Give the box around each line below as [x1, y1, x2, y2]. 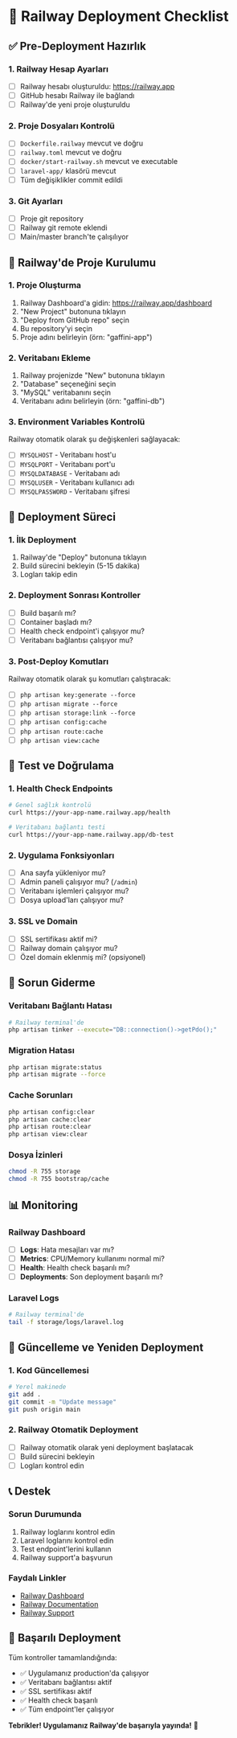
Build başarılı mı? [19, 608, 76, 617]
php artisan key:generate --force [19, 691, 136, 699]
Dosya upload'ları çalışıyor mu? [19, 896, 125, 905]
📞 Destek [8, 1485, 51, 1498]
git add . [8, 1390, 42, 1398]
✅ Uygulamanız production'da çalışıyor [19, 1668, 149, 1678]
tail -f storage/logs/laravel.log [8, 1318, 125, 1326]
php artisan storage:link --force [19, 709, 136, 718]
